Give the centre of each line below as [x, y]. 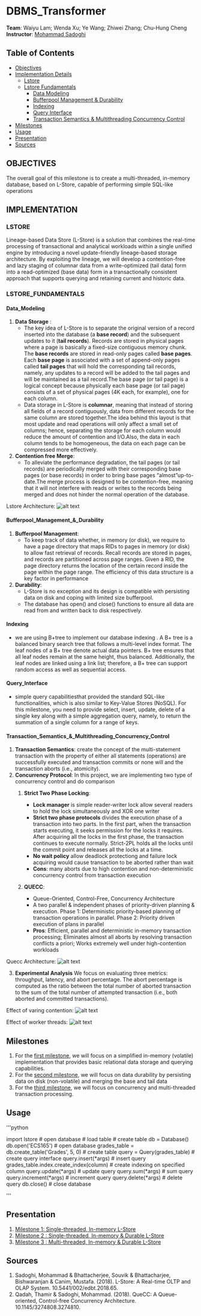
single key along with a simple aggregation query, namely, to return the [103, 716]
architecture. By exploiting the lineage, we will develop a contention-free [96, 259]
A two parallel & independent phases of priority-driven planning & [114, 905]
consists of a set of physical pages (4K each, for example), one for [106, 392]
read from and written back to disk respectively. [83, 610]
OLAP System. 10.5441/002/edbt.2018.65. [66, 1288]
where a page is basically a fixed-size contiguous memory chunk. [105, 347]
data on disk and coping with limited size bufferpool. [89, 597]
